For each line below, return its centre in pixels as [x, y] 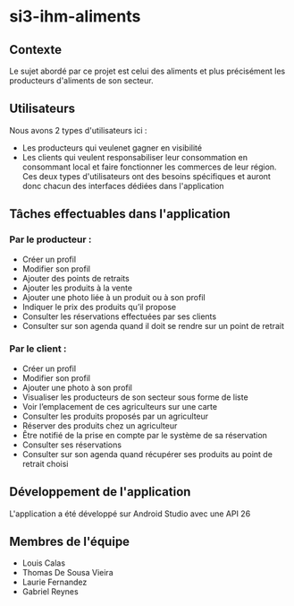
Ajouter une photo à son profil [77, 387]
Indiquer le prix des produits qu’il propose [99, 307]
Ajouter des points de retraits [76, 278]
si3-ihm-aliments [75, 17]
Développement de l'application [100, 492]
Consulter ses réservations [72, 445]
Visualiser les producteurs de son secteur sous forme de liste [135, 397]
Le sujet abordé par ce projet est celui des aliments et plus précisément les [147, 71]
